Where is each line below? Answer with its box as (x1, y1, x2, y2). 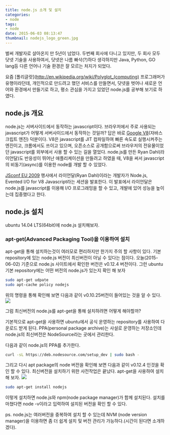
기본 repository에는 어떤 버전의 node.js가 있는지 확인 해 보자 (5, 267, 126, 273)
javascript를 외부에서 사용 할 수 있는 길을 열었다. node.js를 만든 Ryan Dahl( (10, 149, 161, 155)
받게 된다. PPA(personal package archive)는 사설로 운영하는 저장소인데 (18, 325, 162, 331)
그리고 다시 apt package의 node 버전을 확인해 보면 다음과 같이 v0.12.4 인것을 (5, 362, 159, 368)
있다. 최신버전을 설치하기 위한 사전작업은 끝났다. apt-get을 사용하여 (21, 368, 155, 374)
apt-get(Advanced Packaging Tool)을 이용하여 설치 (5, 236, 130, 243)
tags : (5, 21, 17, 27)
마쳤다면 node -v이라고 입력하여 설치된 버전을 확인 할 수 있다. (5, 401, 127, 407)
